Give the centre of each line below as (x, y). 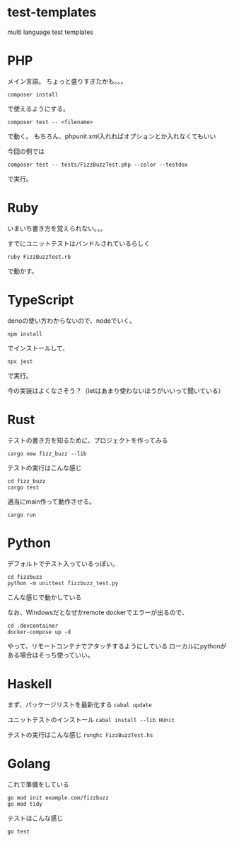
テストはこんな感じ (35, 818)
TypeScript (41, 300)
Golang (29, 764)
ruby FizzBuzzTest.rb (39, 257)
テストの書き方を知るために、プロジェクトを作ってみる (88, 440)
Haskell (30, 683)
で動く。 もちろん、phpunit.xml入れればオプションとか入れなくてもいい (112, 136)
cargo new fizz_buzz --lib (47, 454)
